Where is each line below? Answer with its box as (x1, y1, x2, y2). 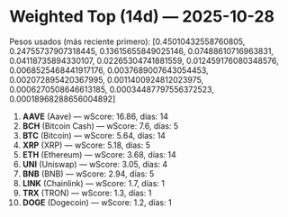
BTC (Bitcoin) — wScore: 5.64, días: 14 (22, 130, 166, 140)
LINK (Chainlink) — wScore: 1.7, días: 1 (22, 177, 165, 188)
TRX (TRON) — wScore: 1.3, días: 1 (22, 187, 152, 198)
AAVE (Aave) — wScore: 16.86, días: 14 (22, 111, 169, 122)
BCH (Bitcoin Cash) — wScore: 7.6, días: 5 (22, 120, 179, 131)
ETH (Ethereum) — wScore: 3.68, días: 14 (22, 149, 177, 159)
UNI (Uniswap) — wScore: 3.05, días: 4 (22, 158, 168, 169)
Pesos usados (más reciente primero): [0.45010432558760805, (9, 36, 246, 47)
